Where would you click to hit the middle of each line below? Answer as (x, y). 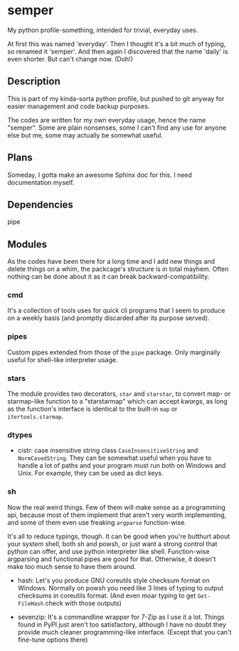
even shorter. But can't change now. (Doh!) (70, 58)
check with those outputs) (84, 603)
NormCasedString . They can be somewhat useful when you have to (115, 458)
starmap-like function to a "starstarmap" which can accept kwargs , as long (117, 401)
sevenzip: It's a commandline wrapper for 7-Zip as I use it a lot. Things (121, 617)
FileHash (31, 604)
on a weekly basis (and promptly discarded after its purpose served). (108, 318)
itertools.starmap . (36, 416)
